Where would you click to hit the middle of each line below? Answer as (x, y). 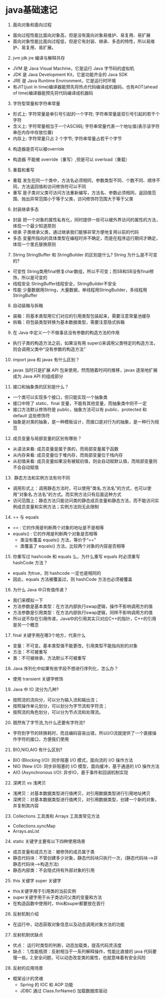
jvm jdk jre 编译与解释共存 (39, 58)
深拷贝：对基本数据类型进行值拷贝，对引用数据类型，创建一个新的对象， (86, 799)
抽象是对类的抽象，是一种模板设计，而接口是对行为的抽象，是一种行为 (84, 422)
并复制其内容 (26, 806)
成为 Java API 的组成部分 (38, 376)
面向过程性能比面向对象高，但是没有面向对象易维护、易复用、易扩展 (82, 35)
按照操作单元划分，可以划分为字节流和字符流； (60, 706)
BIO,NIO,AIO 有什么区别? (38, 749)
